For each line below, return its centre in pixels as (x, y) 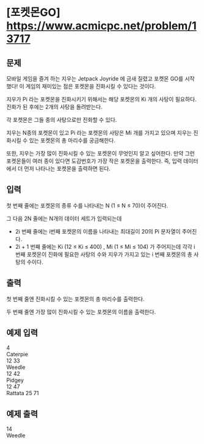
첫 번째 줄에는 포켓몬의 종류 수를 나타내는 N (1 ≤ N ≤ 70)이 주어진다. (87, 206)
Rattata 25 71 (23, 393)
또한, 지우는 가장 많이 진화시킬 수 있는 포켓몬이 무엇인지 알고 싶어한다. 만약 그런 (101, 153)
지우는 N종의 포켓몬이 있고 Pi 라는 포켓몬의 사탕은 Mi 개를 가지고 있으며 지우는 (99, 133)
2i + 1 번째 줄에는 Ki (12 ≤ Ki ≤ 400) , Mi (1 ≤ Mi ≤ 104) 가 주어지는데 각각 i (105, 246)
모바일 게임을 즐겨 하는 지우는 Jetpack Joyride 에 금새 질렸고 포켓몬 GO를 (95, 79)
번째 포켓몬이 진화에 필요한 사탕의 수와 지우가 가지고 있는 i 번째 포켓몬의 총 (104, 254)
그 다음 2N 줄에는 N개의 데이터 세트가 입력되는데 (64, 218)
